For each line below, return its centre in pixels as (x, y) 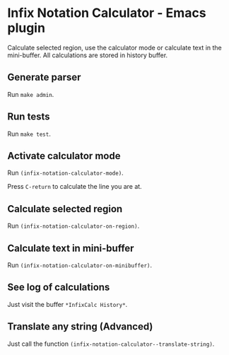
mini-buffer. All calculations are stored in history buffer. (88, 55)
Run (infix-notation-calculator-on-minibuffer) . (80, 265)
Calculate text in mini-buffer (71, 248)
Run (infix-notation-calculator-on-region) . (74, 226)
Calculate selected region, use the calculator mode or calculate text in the (115, 47)
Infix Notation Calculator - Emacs (107, 13)
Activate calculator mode (64, 156)
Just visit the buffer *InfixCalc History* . (67, 304)
